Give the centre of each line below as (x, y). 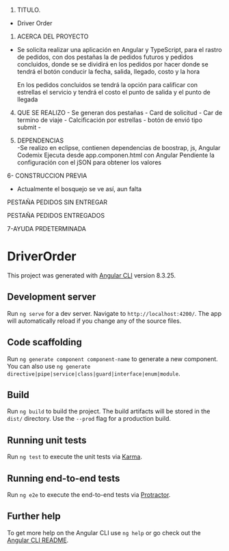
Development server (52, 297)
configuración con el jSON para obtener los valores (89, 162)
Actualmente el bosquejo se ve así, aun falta (79, 189)
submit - (29, 127)
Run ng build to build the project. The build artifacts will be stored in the (109, 411)
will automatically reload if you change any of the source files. (94, 321)
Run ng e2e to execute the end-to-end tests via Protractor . (89, 495)
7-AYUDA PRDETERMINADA (47, 229)
